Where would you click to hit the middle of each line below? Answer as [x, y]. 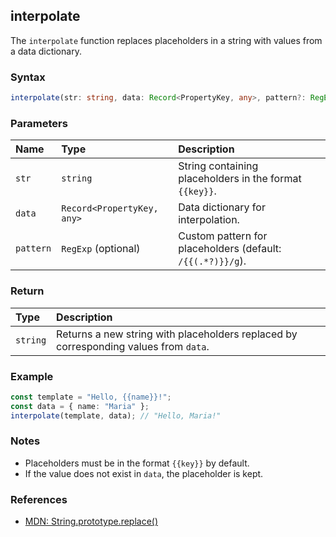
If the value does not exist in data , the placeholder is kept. [144, 473]
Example [32, 376]
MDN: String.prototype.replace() [91, 521]
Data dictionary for [222, 207]
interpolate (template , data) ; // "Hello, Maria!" [116, 415]
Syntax [28, 77]
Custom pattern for [223, 236]
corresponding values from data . [133, 346]
